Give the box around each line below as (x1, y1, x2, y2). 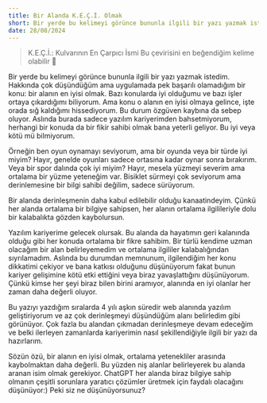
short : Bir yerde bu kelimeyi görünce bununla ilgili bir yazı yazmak (8, 19, 247, 27)
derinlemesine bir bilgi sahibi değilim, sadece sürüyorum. (8, 180, 195, 190)
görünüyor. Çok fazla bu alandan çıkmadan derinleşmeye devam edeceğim (8, 320, 253, 329)
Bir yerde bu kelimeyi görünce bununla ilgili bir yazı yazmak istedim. (8, 72, 230, 82)
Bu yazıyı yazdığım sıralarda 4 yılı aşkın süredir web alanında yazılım (8, 303, 231, 312)
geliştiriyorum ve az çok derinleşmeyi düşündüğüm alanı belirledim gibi (8, 311, 241, 320)
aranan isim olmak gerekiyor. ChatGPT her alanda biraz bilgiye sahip (8, 369, 232, 378)
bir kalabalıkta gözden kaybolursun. (8, 212, 125, 223)
